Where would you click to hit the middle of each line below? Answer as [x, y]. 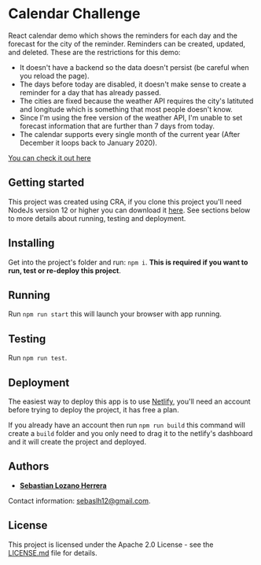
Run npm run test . [38, 358]
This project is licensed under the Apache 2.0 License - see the [111, 545]
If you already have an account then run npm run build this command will [127, 425]
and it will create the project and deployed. [77, 442]
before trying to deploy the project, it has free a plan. [94, 410]
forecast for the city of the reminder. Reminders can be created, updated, [127, 43]
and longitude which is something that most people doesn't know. [126, 109]
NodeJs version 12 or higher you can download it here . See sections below [129, 210]
